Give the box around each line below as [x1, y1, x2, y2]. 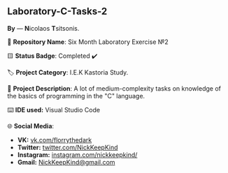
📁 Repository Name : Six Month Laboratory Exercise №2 [7, 38, 169, 46]
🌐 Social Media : [7, 121, 55, 130]
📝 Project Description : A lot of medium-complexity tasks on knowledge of [7, 84, 222, 93]
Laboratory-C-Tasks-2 [7, 6, 108, 17]
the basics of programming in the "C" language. [7, 91, 145, 100]
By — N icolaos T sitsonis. [7, 24, 80, 32]
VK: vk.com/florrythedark [17, 135, 92, 144]
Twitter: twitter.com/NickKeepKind [17, 143, 118, 151]
